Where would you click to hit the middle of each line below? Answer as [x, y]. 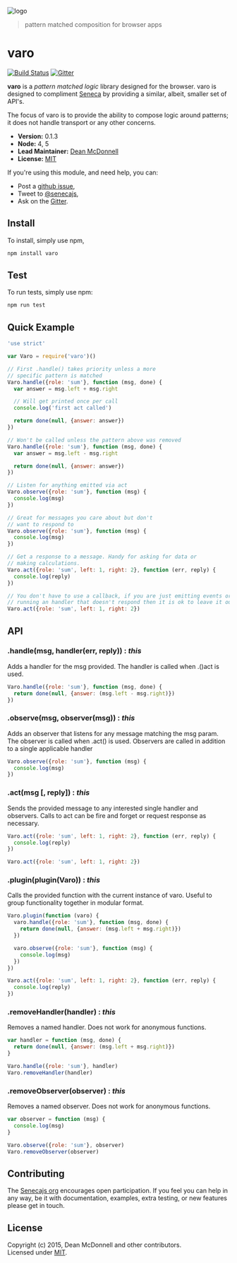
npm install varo [33, 253]
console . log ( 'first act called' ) [63, 408]
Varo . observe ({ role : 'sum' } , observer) [66, 1145]
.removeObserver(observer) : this [66, 1091]
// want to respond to [41, 524]
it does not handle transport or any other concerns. [82, 122]
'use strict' [26, 344]
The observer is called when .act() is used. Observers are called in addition [116, 741]
